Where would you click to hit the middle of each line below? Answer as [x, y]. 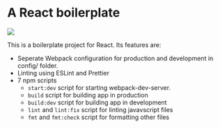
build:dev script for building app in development [97, 102]
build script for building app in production [88, 95]
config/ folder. [38, 65]
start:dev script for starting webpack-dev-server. [99, 87]
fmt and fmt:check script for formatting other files [98, 117]
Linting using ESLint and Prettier [63, 73]
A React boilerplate [64, 13]
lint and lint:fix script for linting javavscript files [100, 109]
